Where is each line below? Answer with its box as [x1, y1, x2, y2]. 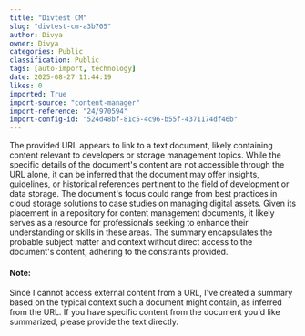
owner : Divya [9, 38, 59, 48]
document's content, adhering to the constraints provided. [9, 247, 229, 258]
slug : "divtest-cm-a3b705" [9, 22, 112, 31]
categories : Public [9, 47, 84, 56]
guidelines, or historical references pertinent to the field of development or [9, 178, 290, 189]
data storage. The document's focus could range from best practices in [9, 188, 278, 199]
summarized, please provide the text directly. [9, 316, 179, 328]
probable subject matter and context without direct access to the [9, 237, 253, 248]
